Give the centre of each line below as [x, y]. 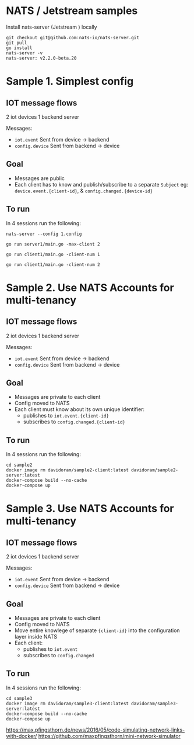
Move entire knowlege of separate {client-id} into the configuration [97, 630]
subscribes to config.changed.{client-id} [74, 422]
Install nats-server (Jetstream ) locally [52, 27]
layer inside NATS [36, 637]
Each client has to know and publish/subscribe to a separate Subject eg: [101, 184]
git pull [17, 43]
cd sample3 [19, 698]
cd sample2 [19, 465]
